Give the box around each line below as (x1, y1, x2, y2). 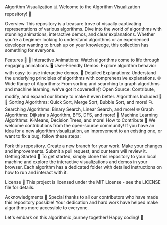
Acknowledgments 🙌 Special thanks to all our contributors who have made (5, 194, 158, 200)
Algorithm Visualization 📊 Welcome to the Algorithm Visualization (5, 4, 141, 10)
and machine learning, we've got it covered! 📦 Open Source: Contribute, (5, 86, 155, 92)
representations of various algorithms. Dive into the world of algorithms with (5, 26, 162, 32)
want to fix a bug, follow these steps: (5, 133, 81, 139)
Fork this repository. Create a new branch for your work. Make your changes (5, 143, 163, 149)
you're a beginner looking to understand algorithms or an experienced (5, 37, 150, 42)
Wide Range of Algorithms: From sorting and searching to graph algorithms (5, 81, 160, 86)
